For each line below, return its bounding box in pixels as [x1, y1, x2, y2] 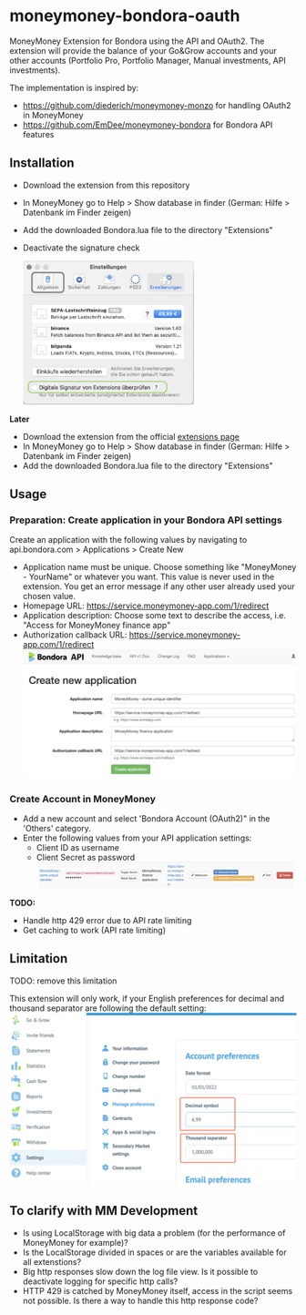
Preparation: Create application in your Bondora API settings [9, 514, 282, 526]
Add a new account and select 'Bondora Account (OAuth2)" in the [22, 813, 270, 824]
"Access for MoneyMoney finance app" [22, 620, 171, 631]
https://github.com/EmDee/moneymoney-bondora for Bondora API [22, 119, 273, 130]
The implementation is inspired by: [9, 82, 139, 93]
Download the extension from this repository [22, 179, 190, 190]
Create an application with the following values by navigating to [9, 535, 248, 545]
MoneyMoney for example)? [22, 1237, 129, 1248]
